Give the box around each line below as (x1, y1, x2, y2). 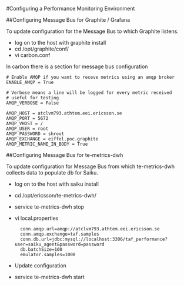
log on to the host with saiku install (14, 180, 99, 187)
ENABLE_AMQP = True (6, 79, 54, 85)
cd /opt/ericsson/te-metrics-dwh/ (14, 192, 97, 199)
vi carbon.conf (14, 52, 51, 58)
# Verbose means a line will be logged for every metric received (6, 90, 172, 96)
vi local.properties (14, 214, 59, 222)
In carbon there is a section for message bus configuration (6, 63, 148, 70)
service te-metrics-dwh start (14, 273, 85, 280)
